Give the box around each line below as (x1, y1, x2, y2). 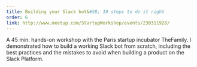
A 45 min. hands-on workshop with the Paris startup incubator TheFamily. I (6, 36, 192, 44)
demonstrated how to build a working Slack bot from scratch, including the (6, 42, 190, 50)
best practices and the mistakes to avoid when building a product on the (6, 49, 184, 56)
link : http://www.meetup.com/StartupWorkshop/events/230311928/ (6, 20, 170, 26)
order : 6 (6, 14, 28, 20)
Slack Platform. (6, 55, 44, 63)
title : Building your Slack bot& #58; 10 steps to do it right (6, 8, 165, 15)
